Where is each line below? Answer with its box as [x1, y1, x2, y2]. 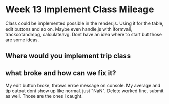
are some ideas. [5, 37, 39, 43]
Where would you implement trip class [5, 51, 131, 60]
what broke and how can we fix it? [5, 69, 116, 77]
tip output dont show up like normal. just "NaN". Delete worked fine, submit [5, 88, 164, 94]
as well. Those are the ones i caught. [5, 93, 83, 99]
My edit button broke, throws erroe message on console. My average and [5, 83, 160, 89]
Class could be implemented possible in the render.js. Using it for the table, [5, 20, 164, 27]
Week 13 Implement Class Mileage [5, 4, 154, 15]
